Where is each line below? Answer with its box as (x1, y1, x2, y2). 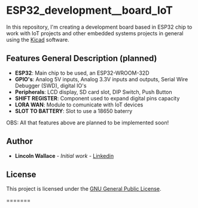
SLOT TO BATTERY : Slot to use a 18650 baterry (14, 107, 133, 114)
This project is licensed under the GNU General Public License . (6, 185, 162, 192)
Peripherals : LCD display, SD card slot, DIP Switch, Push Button (14, 88, 172, 96)
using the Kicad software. (6, 36, 70, 43)
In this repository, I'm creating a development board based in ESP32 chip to (6, 23, 193, 30)
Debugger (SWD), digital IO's (14, 82, 87, 89)
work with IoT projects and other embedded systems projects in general (6, 29, 184, 36)
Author (6, 136, 33, 146)
